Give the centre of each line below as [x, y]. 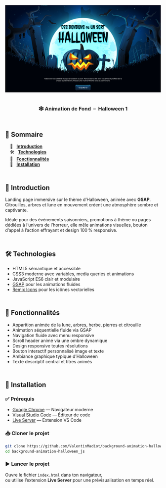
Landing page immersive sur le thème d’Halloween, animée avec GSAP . [78, 199]
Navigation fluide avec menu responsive [53, 335]
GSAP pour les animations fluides [46, 284]
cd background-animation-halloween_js [45, 451]
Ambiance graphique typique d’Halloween [55, 356]
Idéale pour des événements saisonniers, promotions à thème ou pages [78, 220]
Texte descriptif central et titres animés [52, 361]
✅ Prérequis [20, 399]
